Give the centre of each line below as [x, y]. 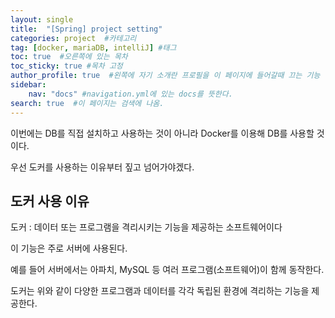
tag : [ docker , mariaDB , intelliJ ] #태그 [93, 47]
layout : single [42, 19]
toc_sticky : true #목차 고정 [66, 66]
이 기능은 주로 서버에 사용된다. [69, 248]
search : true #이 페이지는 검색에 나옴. [87, 103]
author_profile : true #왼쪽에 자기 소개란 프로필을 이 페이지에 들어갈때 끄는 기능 [165, 76]
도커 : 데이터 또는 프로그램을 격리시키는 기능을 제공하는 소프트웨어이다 [146, 227]
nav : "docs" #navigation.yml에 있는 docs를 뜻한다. [130, 94]
